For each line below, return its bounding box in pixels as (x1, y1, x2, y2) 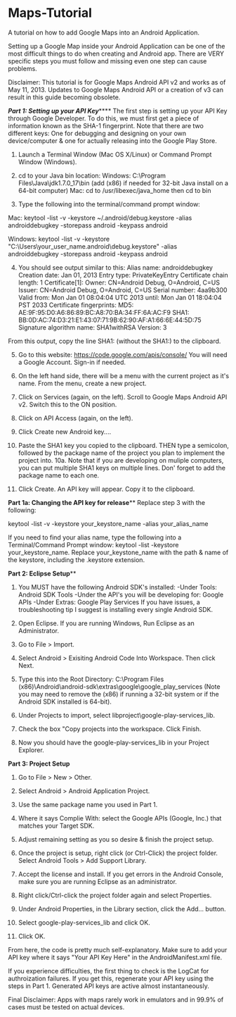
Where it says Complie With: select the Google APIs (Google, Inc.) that (18, 813, 222, 822)
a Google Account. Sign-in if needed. (18, 358, 126, 366)
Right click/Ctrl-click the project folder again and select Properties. (18, 891, 212, 899)
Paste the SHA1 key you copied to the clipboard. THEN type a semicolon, (18, 441, 229, 449)
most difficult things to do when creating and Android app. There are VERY (8, 49, 224, 58)
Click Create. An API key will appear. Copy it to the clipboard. (18, 485, 195, 493)
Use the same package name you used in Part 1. (18, 800, 158, 809)
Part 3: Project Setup (8, 759, 70, 768)
